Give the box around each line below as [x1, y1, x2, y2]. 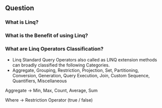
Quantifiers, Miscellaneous [12, 78, 67, 84]
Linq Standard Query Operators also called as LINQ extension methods [12, 56, 158, 62]
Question [5, 4, 34, 12]
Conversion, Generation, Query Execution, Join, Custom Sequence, [12, 72, 150, 78]
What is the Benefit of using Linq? [5, 32, 88, 39]
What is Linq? [5, 19, 39, 26]
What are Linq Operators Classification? [5, 46, 104, 53]
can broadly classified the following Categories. [12, 62, 110, 68]
